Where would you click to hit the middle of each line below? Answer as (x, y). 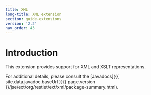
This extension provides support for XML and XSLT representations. (75, 67)
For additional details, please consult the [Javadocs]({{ (62, 77)
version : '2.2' (21, 24)
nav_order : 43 (20, 28)
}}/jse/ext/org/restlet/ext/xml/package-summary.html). (62, 87)
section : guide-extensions (33, 19)
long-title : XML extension (33, 14)
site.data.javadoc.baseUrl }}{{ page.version (50, 82)
